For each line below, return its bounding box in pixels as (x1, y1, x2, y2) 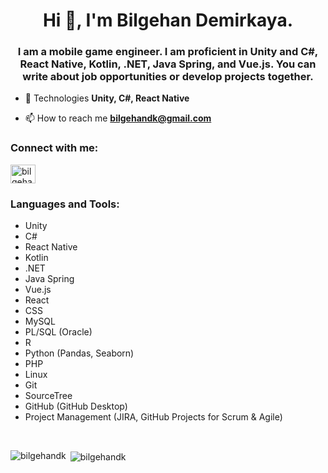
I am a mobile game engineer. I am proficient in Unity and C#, (17, 45, 319, 59)
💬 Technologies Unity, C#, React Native (24, 92, 190, 104)
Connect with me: (10, 141, 99, 155)
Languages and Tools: (10, 197, 120, 211)
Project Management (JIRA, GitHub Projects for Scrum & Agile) (24, 411, 283, 423)
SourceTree (24, 390, 73, 402)
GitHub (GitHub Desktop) (24, 400, 128, 413)
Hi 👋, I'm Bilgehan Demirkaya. (42, 9, 294, 32)
